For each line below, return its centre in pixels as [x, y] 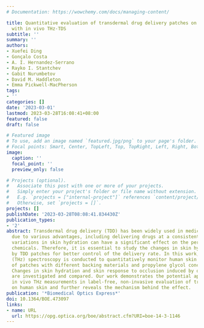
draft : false [23, 125]
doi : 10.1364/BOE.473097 [38, 299]
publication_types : [31, 220]
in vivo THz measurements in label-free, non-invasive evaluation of [101, 282]
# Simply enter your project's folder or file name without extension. [102, 192]
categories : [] [25, 102]
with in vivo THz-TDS [39, 29]
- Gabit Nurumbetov [31, 73]
